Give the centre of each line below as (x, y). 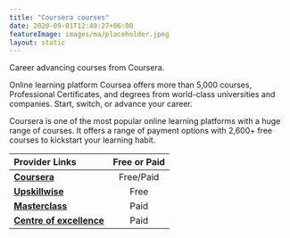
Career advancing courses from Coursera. (87, 68)
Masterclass (41, 206)
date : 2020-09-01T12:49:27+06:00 (71, 26)
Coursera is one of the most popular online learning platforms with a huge (145, 121)
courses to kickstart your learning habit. (83, 140)
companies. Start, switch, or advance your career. (101, 104)
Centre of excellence (59, 221)
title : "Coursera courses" (59, 17)
